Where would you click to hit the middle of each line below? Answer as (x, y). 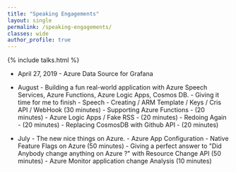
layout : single (30, 20)
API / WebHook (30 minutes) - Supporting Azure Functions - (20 (111, 110)
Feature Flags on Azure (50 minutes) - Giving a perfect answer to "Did (120, 146)
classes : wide (28, 33)
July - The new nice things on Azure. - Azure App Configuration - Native (123, 139)
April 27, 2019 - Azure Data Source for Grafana (85, 74)
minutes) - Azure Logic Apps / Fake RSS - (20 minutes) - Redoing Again (122, 118)
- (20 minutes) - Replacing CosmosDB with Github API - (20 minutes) (118, 125)
